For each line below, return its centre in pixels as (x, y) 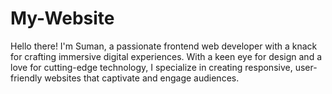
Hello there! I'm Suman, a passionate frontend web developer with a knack (164, 46)
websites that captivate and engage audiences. (142, 78)
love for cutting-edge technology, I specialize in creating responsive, (151, 67)
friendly (26, 78)
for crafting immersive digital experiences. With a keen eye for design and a (166, 56)
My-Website (62, 18)
